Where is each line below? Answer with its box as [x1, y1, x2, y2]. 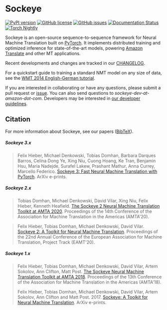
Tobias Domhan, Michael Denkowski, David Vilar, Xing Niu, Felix [17, 198, 149, 204]
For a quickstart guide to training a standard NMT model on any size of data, [5, 69, 162, 75]
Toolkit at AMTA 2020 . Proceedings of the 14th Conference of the [17, 208, 152, 214]
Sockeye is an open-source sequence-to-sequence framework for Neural [5, 34, 157, 40]
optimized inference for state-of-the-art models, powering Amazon [5, 45, 143, 51]
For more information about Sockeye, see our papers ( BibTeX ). [5, 128, 134, 134]
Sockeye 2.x [5, 185, 31, 191]
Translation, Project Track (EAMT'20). [17, 239, 95, 245]
